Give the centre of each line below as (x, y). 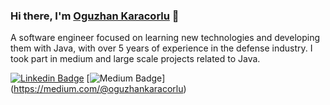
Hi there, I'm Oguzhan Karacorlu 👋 (95, 16)
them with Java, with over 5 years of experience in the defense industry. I (161, 48)
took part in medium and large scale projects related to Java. (135, 59)
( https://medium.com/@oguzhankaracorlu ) (98, 89)
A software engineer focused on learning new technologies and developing (165, 38)
